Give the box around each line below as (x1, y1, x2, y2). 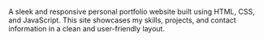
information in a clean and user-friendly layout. (8, 24, 165, 33)
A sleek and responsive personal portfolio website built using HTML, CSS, (8, 7, 256, 16)
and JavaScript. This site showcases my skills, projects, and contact (8, 15, 237, 25)
